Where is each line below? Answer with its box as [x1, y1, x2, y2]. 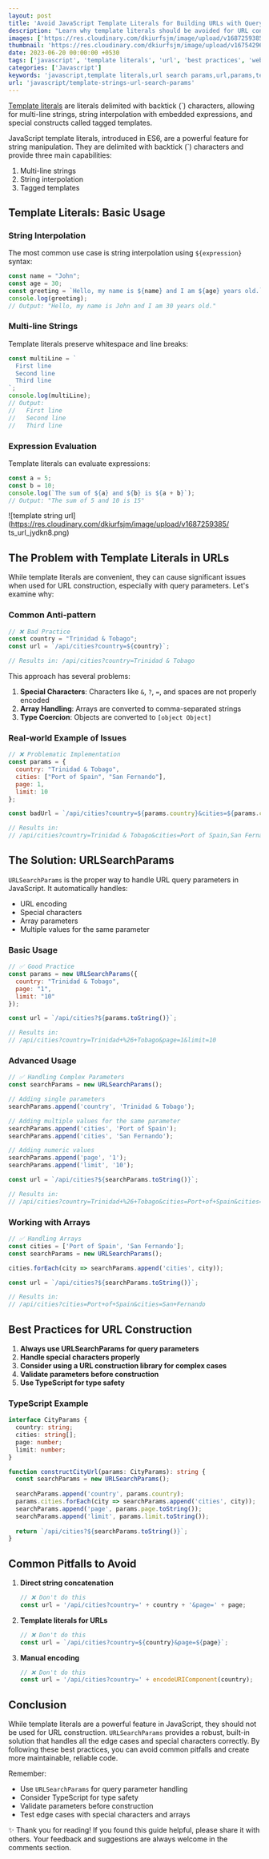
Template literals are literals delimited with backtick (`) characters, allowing [8, 101, 255, 110]
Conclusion [8, 1698, 67, 1712]
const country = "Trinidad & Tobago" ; [8, 635, 138, 643]
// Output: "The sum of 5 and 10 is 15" [8, 496, 146, 504]
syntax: [8, 257, 33, 267]
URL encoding [19, 898, 67, 909]
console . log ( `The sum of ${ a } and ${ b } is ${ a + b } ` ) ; [8, 489, 195, 497]
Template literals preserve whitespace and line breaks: [8, 339, 188, 348]
